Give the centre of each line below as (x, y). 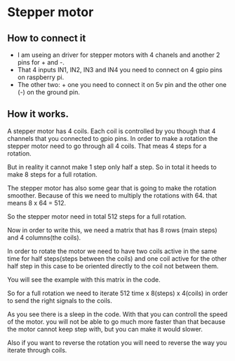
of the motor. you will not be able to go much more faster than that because (116, 321)
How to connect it (47, 38)
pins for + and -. (41, 62)
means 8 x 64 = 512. (37, 203)
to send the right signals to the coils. (60, 300)
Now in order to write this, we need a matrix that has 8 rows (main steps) (112, 230)
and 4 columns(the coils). (44, 237)
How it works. (38, 114)
